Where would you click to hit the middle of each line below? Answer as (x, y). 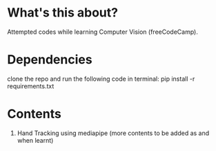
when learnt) (35, 140)
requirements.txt (31, 86)
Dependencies (50, 60)
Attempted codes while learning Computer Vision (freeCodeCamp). (102, 32)
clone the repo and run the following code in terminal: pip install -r (101, 79)
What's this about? (63, 13)
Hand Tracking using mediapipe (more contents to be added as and (113, 133)
